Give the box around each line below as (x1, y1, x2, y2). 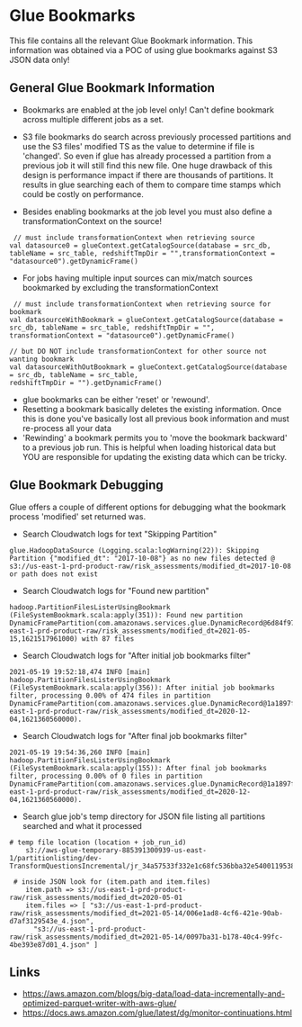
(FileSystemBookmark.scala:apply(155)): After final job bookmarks (9, 763, 268, 772)
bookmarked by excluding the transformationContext (22, 282, 218, 293)
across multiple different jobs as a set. (22, 113, 164, 124)
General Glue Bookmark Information (9, 80, 216, 95)
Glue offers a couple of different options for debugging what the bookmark (9, 501, 287, 512)
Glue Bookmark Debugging (9, 478, 164, 493)
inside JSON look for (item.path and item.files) (21, 877, 211, 887)
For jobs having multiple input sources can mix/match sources (22, 272, 253, 284)
